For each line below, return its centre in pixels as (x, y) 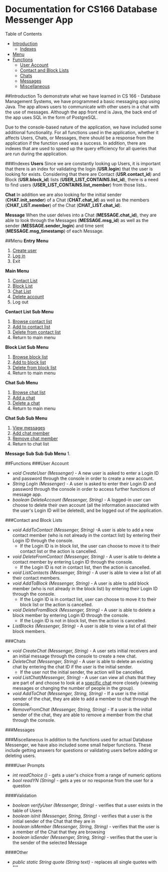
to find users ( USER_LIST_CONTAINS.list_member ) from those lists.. (76, 185)
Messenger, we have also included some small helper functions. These (78, 745)
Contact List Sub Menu (29, 311)
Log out (20, 302)
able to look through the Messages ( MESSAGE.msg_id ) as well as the (77, 220)
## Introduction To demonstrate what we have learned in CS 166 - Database (83, 96)
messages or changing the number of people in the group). (73, 688)
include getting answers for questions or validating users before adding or (81, 750)
